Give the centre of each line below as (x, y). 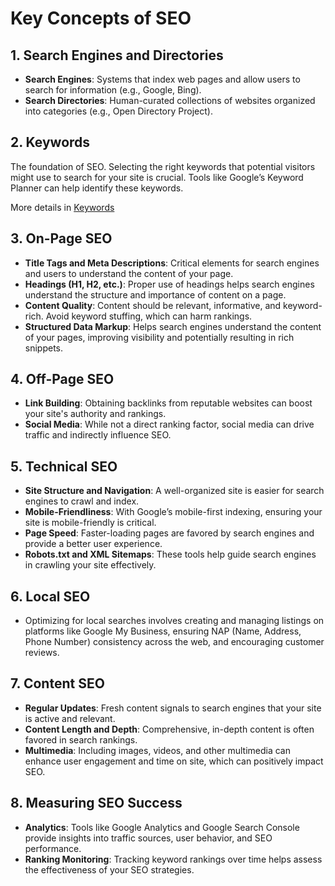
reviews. (42, 653)
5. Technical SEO (64, 466)
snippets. (44, 348)
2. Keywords (50, 142)
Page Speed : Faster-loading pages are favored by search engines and (169, 533)
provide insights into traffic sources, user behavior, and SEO (148, 838)
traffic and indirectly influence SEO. (98, 435)
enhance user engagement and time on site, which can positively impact (174, 761)
